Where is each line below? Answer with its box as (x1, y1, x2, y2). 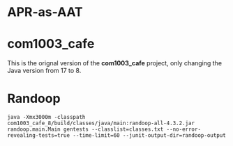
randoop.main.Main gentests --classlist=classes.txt (7, 126, 164, 133)
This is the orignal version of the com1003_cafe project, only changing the (7, 59, 222, 67)
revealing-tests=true (7, 132, 70, 139)
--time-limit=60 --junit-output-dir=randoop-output (73, 132, 227, 139)
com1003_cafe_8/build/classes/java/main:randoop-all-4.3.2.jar (7, 120, 195, 127)
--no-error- (166, 126, 201, 133)
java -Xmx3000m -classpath (7, 114, 86, 121)
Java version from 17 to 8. (7, 67, 82, 75)
